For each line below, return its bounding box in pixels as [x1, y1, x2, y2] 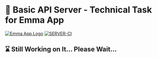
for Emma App [5, 14, 64, 26]
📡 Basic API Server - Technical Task [5, 4, 152, 15]
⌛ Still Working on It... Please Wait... [5, 45, 117, 54]
